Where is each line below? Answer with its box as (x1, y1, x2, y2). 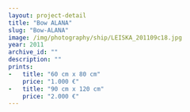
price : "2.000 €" (22, 92, 80, 100)
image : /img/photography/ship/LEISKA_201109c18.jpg (8, 33, 182, 42)
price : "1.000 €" (22, 77, 80, 85)
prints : (8, 63, 34, 71)
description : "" (8, 56, 62, 64)
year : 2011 (8, 41, 44, 49)
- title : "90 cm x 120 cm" (8, 84, 104, 93)
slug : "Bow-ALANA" (8, 26, 69, 34)
